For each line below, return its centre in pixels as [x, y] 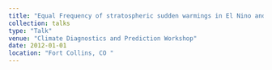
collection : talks [39, 23]
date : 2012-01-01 [38, 46]
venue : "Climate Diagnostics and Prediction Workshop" [103, 38]
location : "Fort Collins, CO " [61, 53]
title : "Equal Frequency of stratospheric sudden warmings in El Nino [130, 16]
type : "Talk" [30, 31]
